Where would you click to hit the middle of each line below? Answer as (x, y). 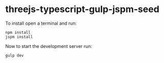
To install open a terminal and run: (41, 23)
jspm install (19, 37)
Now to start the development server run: (49, 46)
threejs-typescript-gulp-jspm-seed (82, 9)
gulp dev (15, 55)
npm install (18, 32)
